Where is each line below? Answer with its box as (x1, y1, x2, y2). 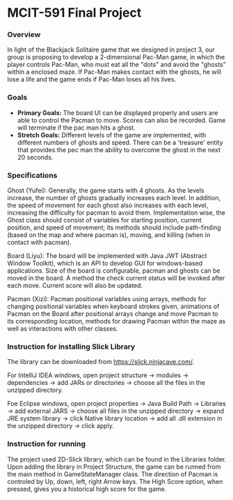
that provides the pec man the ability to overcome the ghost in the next (17, 145, 221, 154)
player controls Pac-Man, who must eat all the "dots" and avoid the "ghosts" (7, 61, 226, 69)
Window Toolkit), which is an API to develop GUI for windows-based (7, 259, 203, 268)
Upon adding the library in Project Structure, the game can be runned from (7, 462, 221, 471)
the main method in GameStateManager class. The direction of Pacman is (7, 469, 218, 478)
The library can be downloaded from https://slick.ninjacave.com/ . (7, 358, 195, 366)
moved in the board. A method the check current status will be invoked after (7, 274, 225, 282)
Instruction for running (7, 439, 86, 449)
